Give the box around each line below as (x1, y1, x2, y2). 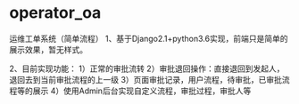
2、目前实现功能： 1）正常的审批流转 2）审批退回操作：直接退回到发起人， (9, 63, 285, 74)
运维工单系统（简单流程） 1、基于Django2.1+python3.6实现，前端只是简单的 (9, 33, 288, 44)
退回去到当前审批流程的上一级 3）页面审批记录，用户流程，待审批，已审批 (9, 74, 283, 84)
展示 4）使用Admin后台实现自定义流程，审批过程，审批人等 (32, 85, 252, 96)
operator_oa (9, 3, 102, 23)
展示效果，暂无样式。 (9, 44, 87, 55)
